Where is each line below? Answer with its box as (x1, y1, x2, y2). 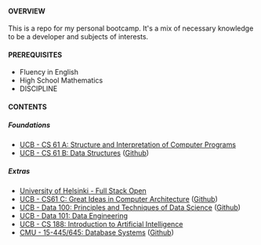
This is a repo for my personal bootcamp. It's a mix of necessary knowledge (8, 24, 254, 33)
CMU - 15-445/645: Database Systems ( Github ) (19, 228, 175, 237)
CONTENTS (8, 102, 47, 112)
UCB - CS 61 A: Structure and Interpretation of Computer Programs (19, 140, 237, 149)
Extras (8, 166, 31, 176)
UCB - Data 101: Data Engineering (19, 210, 128, 220)
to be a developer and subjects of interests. (8, 32, 149, 42)
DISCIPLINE (19, 84, 58, 93)
